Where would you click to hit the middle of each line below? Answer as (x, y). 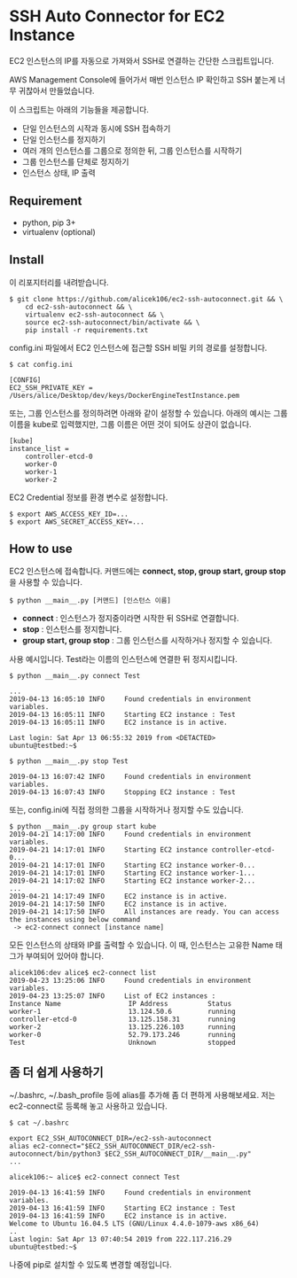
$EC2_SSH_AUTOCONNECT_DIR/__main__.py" (178, 1154)
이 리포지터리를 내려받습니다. (59, 282)
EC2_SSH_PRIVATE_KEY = (51, 387)
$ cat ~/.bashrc (39, 1123)
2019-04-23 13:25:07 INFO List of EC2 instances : (113, 996)
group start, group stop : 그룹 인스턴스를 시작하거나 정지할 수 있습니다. (147, 641)
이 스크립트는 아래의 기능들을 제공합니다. (79, 109)
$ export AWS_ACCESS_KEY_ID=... (69, 514)
